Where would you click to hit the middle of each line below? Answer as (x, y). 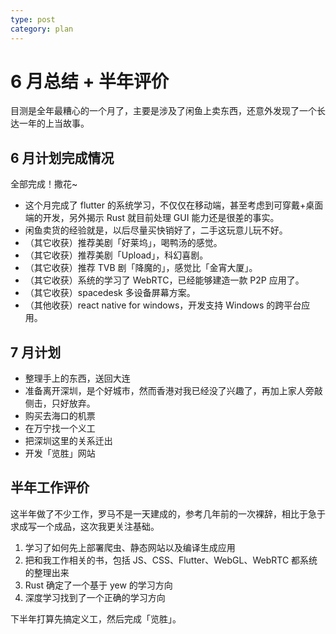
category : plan (42, 29)
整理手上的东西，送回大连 (77, 378)
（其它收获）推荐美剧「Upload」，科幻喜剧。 (116, 255)
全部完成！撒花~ (44, 184)
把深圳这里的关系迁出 (68, 441)
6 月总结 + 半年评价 (90, 81)
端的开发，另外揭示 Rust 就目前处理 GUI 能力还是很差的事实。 (152, 218)
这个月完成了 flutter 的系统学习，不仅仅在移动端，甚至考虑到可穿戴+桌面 (174, 205)
